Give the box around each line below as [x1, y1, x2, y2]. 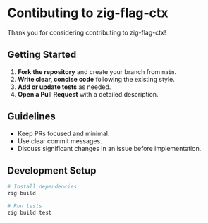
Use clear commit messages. [17, 136, 102, 145]
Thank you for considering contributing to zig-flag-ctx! [7, 28, 166, 37]
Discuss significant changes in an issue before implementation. [17, 144, 202, 152]
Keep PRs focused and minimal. [17, 129, 110, 138]
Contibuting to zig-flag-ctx [7, 5, 169, 21]
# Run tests [7, 203, 42, 210]
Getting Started [7, 49, 77, 61]
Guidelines [7, 111, 56, 123]
